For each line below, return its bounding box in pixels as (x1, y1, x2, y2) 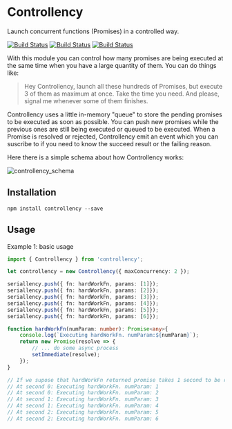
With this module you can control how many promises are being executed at (7, 53, 224, 62)
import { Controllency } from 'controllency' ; (7, 256, 144, 263)
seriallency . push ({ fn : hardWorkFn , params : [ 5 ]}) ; (7, 306, 159, 313)
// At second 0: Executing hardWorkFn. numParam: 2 (7, 389, 159, 396)
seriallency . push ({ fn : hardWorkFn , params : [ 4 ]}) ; (7, 299, 159, 307)
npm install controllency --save (7, 205, 104, 212)
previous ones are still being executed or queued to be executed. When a (7, 125, 215, 133)
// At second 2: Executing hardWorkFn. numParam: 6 (7, 415, 159, 422)
